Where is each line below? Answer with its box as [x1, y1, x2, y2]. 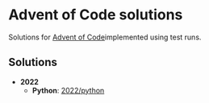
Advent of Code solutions [8, 6, 183, 24]
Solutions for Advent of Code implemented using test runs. [8, 32, 202, 42]
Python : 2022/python [31, 85, 105, 95]
